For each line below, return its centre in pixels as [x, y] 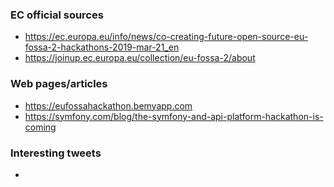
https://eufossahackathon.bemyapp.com [108, 105]
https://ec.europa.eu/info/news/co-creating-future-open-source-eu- [166, 37]
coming [40, 127]
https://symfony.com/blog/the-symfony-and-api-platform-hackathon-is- [174, 116]
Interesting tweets [56, 153]
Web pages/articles [59, 84]
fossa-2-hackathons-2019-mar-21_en [102, 47]
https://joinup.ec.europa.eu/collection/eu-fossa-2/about [140, 58]
